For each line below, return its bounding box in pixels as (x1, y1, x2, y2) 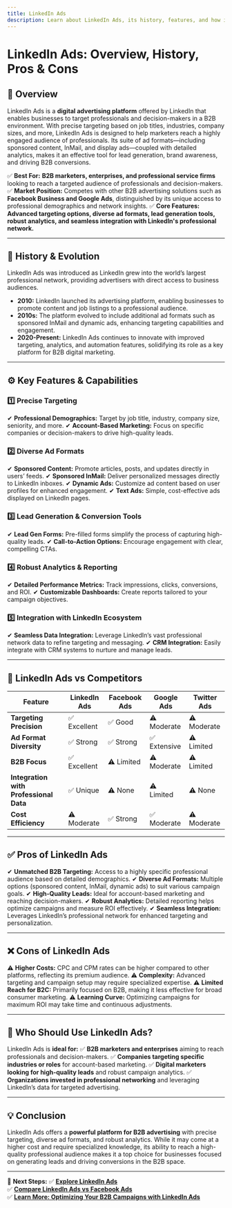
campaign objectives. (7, 595, 68, 603)
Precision (10, 722, 43, 731)
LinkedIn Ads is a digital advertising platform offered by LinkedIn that (7, 106, 206, 115)
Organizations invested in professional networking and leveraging (7, 1076, 200, 1084)
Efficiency (10, 819, 45, 828)
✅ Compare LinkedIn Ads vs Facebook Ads (7, 1185, 133, 1194)
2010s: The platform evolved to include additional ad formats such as (17, 311, 215, 320)
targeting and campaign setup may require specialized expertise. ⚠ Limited (7, 978, 224, 986)
